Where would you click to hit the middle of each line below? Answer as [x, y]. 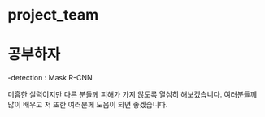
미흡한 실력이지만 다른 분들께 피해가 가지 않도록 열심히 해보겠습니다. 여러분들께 [132, 94]
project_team [53, 15]
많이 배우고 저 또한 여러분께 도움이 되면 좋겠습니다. [88, 105]
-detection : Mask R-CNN [50, 78]
